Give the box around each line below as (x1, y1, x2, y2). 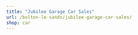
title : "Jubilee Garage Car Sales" (6, 8, 95, 15)
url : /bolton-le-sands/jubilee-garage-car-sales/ (6, 14, 133, 20)
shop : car (6, 20, 31, 26)
